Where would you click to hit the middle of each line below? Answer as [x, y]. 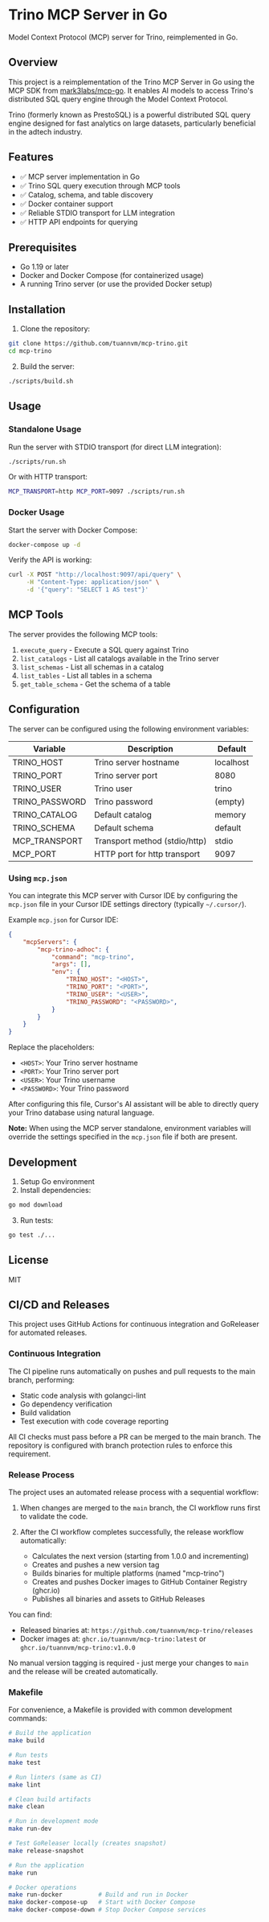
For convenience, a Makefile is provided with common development [120, 1710]
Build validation [45, 1412]
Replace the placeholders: [51, 1047]
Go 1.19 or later [45, 267]
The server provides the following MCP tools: [83, 634]
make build [26, 1741]
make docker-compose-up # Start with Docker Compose [102, 1903]
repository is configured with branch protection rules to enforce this [120, 1445]
